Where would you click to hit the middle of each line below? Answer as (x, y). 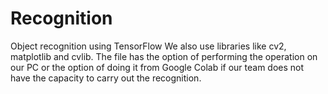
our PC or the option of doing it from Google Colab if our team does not (157, 67)
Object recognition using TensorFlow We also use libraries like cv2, (148, 46)
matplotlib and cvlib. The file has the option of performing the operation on (164, 56)
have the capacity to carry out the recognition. (106, 78)
